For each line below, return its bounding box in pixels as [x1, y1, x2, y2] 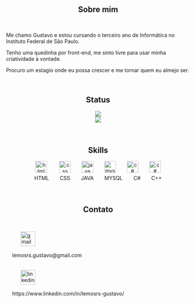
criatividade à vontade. [6, 55, 61, 62]
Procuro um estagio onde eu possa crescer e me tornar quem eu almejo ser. [6, 67, 190, 74]
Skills [88, 146, 109, 156]
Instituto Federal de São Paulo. [6, 37, 80, 44]
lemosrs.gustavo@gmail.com [12, 252, 82, 259]
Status [85, 95, 111, 105]
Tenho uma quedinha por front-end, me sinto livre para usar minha [6, 49, 166, 56]
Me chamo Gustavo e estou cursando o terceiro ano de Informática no [6, 32, 175, 39]
